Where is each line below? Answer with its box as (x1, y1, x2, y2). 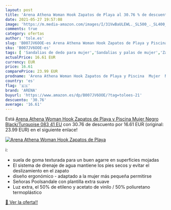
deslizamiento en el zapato (12, 168, 70, 174)
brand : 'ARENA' (5, 87, 38, 93)
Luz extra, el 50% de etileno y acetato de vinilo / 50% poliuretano (12, 184, 151, 190)
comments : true (5, 26, 38, 32)
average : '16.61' (5, 102, 42, 107)
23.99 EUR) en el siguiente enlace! (5, 127, 78, 133)
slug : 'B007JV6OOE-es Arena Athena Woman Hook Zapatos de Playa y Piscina (5, 41, 167, 46)
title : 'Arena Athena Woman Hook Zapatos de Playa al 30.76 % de (5, 12, 147, 17)
